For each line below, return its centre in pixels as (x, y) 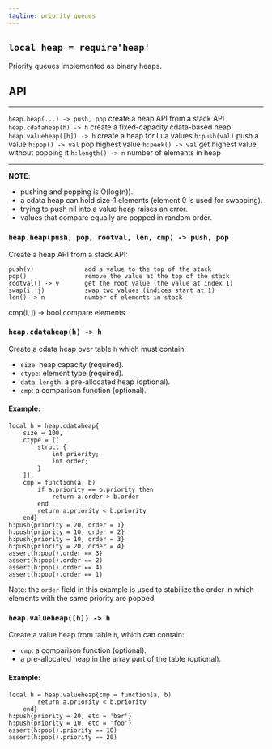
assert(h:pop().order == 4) (56, 568)
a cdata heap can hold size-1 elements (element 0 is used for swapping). (141, 201)
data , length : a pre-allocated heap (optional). (95, 382)
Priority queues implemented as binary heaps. (85, 66)
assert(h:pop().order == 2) (56, 561)
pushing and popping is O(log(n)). (76, 192)
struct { (52, 447)
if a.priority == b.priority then (96, 490)
